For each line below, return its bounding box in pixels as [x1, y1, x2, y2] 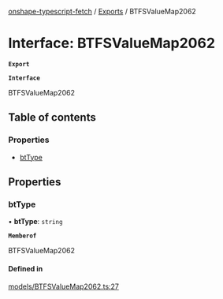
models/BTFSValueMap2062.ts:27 [8, 282, 120, 291]
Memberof [8, 232, 37, 240]
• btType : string [8, 217, 63, 226]
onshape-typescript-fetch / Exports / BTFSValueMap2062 [8, 7, 197, 16]
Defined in [8, 263, 43, 273]
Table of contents [8, 110, 96, 125]
